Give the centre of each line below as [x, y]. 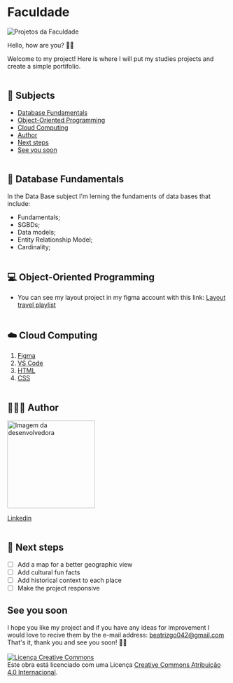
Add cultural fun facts [49, 572]
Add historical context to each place [70, 580]
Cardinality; [34, 247]
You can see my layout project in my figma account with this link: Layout [121, 298]
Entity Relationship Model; [55, 240]
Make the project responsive [58, 588]
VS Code [30, 363]
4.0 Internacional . [33, 672]
